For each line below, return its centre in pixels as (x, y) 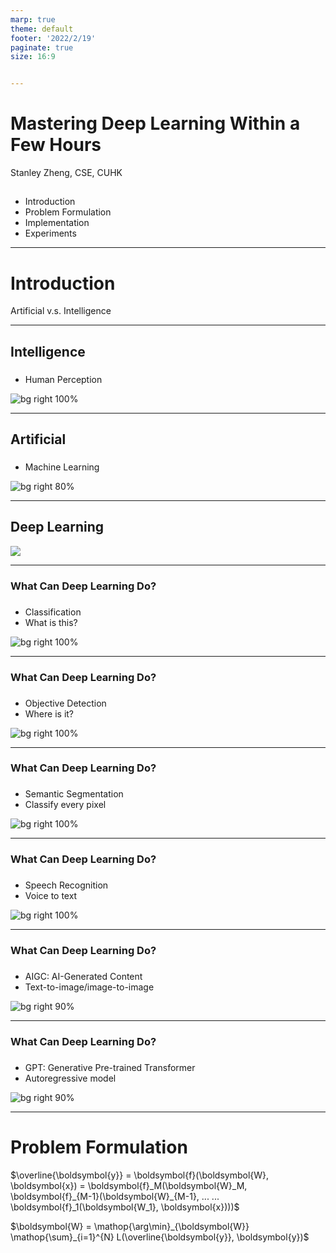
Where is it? (49, 713)
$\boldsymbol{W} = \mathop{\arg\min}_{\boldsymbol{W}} (130, 1226)
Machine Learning (62, 467)
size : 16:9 (33, 57)
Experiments (50, 233)
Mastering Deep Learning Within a (155, 123)
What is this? (51, 622)
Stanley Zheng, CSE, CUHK (66, 173)
